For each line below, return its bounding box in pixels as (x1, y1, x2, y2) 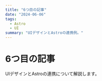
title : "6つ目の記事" (5, 7, 47, 12)
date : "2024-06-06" (5, 12, 46, 17)
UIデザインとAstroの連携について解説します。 (5, 71, 99, 77)
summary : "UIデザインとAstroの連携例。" (5, 30, 83, 35)
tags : (5, 16, 17, 21)
